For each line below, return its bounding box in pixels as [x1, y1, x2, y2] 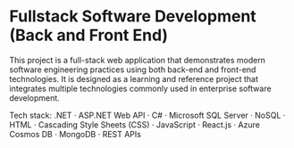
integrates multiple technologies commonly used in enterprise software [9, 83, 272, 94]
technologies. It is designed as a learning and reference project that [9, 73, 259, 84]
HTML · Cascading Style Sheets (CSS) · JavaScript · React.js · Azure [9, 119, 261, 130]
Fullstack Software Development [9, 6, 256, 27]
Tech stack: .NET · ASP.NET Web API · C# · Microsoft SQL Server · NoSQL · [9, 110, 286, 120]
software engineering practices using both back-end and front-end [9, 64, 256, 75]
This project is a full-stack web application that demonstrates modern [9, 54, 266, 65]
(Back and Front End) [9, 25, 168, 45]
